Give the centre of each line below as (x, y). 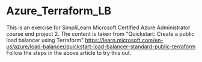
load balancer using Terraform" (45, 40)
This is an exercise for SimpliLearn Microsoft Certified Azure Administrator (98, 27)
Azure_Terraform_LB (59, 11)
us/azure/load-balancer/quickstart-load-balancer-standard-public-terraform (101, 46)
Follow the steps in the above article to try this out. (69, 52)
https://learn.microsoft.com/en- (124, 40)
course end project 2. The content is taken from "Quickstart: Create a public (100, 33)
